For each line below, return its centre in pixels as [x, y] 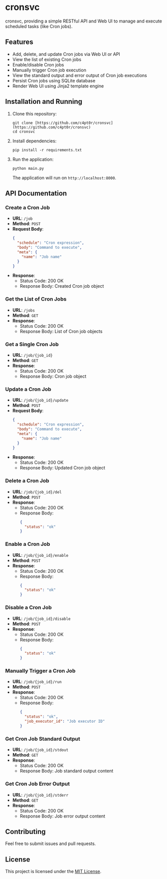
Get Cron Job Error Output [37, 784]
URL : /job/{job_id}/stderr [40, 795]
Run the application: [33, 159]
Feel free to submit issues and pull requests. [51, 844]
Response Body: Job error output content [63, 816]
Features [19, 42]
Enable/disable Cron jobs [38, 64]
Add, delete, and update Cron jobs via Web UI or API [66, 54]
